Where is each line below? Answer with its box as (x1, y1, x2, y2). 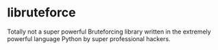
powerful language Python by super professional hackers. (7, 34, 171, 42)
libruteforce (7, 5, 76, 21)
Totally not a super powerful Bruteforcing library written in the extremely (7, 27, 211, 36)
